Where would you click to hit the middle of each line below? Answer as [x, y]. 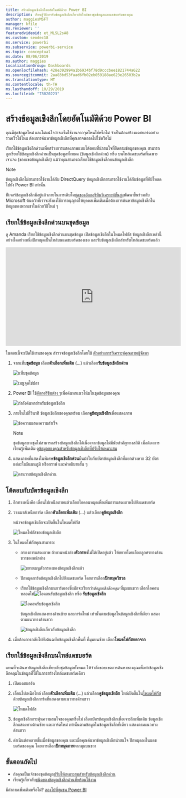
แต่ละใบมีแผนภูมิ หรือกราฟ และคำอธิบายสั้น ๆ [50, 464]
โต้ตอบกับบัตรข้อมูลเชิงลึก [37, 490]
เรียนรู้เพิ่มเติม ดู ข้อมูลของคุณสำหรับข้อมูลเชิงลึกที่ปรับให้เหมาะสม [65, 448]
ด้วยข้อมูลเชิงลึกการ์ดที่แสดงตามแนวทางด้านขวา [51, 699]
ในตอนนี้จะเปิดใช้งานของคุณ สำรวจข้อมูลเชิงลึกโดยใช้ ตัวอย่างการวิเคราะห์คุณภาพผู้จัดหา [77, 353]
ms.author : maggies [26, 61]
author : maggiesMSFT [27, 19]
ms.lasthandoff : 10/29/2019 [35, 89]
